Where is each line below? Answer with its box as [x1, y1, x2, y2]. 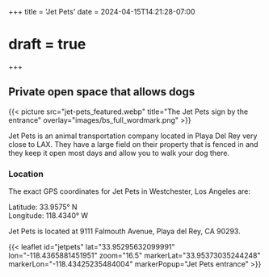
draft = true [8, 36, 86, 53]
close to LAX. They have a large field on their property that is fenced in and [8, 139, 258, 149]
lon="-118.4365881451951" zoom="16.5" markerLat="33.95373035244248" [8, 250, 261, 261]
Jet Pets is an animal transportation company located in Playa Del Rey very [8, 131, 258, 141]
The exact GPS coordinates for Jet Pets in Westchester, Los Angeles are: [8, 187, 251, 196]
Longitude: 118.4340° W [8, 211, 89, 220]
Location [8, 168, 44, 179]
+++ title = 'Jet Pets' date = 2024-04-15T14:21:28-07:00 [8, 7, 195, 16]
